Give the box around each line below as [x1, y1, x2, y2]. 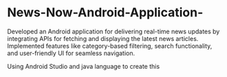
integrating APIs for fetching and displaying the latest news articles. [7, 34, 199, 42]
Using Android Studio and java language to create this [7, 62, 160, 70]
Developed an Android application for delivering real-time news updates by [7, 27, 220, 35]
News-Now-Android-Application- [7, 5, 204, 20]
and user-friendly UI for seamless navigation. [7, 49, 136, 57]
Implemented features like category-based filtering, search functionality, [7, 42, 213, 50]
